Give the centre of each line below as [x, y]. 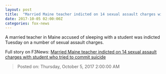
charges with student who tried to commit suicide [56, 57]
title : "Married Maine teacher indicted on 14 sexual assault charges [80, 14]
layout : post [19, 10]
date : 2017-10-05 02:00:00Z [34, 19]
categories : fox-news [27, 23]
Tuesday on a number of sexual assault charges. [55, 43]
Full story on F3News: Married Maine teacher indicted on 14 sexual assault [81, 52]
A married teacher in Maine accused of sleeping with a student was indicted [83, 37]
